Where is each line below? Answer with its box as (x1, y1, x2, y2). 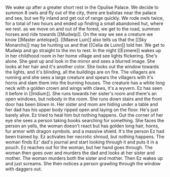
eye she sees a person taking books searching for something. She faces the (5, 118, 164, 123)
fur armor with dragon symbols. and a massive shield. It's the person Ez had (5, 128, 165, 134)
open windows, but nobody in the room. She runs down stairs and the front (5, 96, 162, 102)
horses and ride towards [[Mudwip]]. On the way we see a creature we (5, 31, 153, 37)
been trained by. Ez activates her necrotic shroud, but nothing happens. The (5, 134, 165, 139)
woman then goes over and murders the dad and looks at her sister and (5, 150, 155, 156)
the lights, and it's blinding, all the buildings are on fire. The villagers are (5, 69, 156, 75)
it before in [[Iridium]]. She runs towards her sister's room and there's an (5, 91, 157, 96)
